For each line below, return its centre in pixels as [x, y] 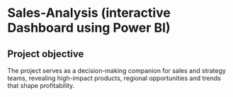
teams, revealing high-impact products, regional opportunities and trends [114, 78]
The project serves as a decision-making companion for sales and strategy [117, 71]
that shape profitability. [41, 85]
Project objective [46, 54]
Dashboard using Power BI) [89, 28]
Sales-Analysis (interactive [89, 13]
